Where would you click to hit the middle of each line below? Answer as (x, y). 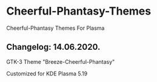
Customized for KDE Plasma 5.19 (47, 73)
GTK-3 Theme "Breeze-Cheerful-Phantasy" (61, 61)
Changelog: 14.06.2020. (53, 47)
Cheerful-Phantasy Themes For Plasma (55, 28)
